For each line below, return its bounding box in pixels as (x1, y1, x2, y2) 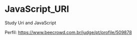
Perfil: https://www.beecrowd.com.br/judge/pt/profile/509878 (4, 29, 132, 35)
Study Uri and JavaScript (4, 20, 56, 26)
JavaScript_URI (4, 3, 69, 15)
